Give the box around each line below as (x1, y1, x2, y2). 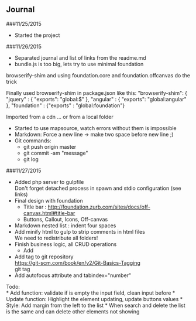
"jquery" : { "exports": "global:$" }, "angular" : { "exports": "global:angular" (6, 95, 187, 103)
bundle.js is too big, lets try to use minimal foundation (14, 60, 144, 67)
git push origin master (23, 143, 77, 150)
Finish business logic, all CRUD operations (14, 240, 117, 248)
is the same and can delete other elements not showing (6, 308, 140, 315)
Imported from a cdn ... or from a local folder (6, 113, 114, 120)
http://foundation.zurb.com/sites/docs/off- (47, 203, 151, 210)
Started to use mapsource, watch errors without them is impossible (14, 124, 177, 131)
